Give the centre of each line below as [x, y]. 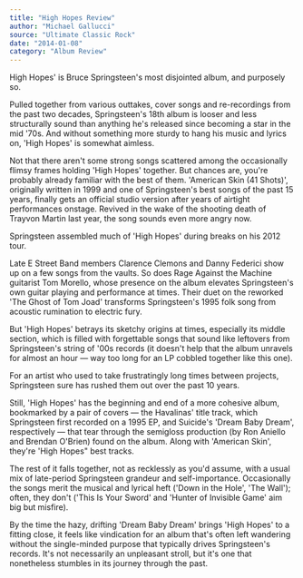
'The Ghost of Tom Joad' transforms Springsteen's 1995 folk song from [143, 302]
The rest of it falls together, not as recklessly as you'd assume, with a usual [150, 469]
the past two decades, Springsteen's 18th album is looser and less [133, 114]
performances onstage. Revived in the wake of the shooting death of [138, 209]
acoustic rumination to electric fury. [76, 312]
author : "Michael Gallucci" [63, 26]
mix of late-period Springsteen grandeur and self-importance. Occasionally [150, 478]
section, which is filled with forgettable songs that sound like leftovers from [150, 339]
